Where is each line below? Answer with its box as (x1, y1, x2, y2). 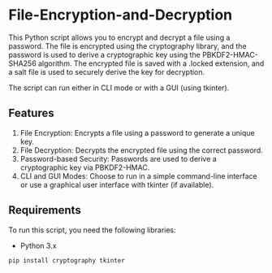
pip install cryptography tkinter (8, 256, 126, 265)
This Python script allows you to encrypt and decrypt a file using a (8, 32, 231, 42)
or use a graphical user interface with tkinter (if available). (19, 180, 214, 189)
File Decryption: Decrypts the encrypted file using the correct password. (19, 145, 264, 155)
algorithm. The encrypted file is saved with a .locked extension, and (37, 58, 265, 68)
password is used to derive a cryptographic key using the (8, 50, 201, 59)
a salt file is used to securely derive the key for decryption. (8, 67, 205, 76)
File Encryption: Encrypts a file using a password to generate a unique (19, 128, 255, 137)
